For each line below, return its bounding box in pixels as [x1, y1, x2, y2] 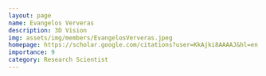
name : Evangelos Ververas [8, 19, 94, 27]
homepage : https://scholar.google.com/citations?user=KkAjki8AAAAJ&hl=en [8, 41, 259, 49]
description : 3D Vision [8, 26, 88, 34]
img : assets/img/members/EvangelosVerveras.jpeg [8, 33, 173, 42]
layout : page [8, 11, 52, 20]
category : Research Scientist [8, 56, 109, 64]
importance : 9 [8, 48, 56, 56]
